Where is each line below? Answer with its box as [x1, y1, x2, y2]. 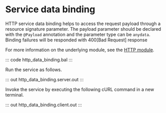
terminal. [5, 92, 24, 98]
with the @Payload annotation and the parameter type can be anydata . [5, 31, 151, 37]
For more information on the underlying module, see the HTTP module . [5, 47, 155, 53]
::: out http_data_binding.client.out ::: [5, 101, 82, 108]
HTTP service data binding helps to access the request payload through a [5, 20, 161, 27]
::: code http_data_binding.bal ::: [5, 56, 73, 62]
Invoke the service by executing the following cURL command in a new [5, 86, 154, 93]
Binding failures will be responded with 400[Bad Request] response [5, 37, 148, 43]
